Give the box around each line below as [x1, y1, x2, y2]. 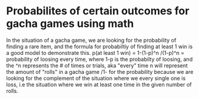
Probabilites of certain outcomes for [6, 4, 189, 18]
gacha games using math [6, 17, 134, 30]
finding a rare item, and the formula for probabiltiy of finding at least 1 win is [6, 43, 193, 50]
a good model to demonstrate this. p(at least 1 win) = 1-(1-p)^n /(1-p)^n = [6, 49, 185, 56]
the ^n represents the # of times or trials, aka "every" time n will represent [6, 61, 188, 69]
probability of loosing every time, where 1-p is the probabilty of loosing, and [6, 55, 193, 63]
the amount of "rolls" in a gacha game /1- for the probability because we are [6, 68, 194, 75]
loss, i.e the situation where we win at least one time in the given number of [6, 81, 192, 88]
